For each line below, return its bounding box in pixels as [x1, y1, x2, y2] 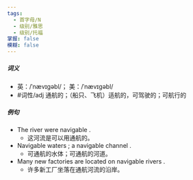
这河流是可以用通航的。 [27, 133, 94, 142]
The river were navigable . [16, 125, 91, 133]
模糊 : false [7, 42, 39, 49]
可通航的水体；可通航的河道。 [27, 149, 112, 157]
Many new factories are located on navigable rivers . [16, 157, 166, 165]
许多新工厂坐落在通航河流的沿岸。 [27, 165, 124, 173]
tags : [7, 10, 23, 17]
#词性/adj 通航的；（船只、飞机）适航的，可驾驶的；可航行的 [16, 90, 187, 99]
